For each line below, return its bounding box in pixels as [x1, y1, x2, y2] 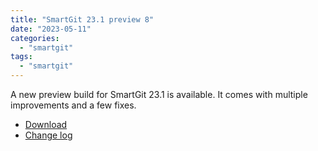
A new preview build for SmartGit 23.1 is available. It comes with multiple [10, 89, 308, 100]
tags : [10, 52, 33, 62]
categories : [10, 33, 60, 43]
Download [24, 119, 68, 130]
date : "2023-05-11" [10, 24, 92, 34]
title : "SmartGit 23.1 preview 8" [10, 14, 155, 25]
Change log [24, 129, 73, 141]
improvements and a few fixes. [10, 99, 137, 111]
